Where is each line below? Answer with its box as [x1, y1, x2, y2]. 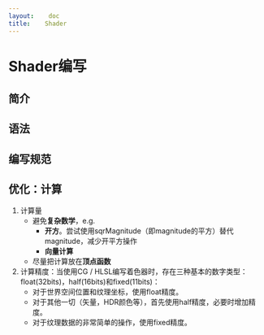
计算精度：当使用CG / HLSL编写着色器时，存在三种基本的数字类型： [19, 266, 248, 276]
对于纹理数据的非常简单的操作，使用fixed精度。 [32, 317, 193, 327]
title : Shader [8, 20, 67, 28]
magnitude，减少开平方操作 [44, 236, 138, 246]
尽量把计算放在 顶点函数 [32, 256, 111, 266]
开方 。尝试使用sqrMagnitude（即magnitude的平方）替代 [44, 225, 234, 236]
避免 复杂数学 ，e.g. [32, 215, 96, 225]
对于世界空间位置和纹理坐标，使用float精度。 [32, 286, 184, 297]
